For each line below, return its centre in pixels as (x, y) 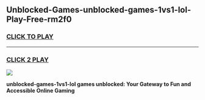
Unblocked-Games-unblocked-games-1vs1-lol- (99, 10)
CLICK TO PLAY (30, 37)
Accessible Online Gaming (41, 90)
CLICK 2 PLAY (27, 59)
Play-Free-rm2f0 (39, 20)
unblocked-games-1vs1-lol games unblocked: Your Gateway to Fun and (99, 84)
